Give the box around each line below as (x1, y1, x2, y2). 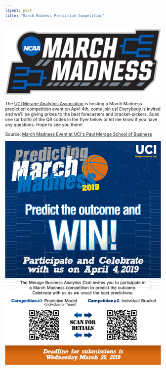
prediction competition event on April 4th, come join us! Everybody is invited (5, 106, 161, 112)
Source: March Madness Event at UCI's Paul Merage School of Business (5, 131, 152, 137)
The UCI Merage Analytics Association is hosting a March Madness (5, 101, 142, 107)
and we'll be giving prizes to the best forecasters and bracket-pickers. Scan (5, 111, 160, 117)
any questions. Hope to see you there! (5, 122, 83, 128)
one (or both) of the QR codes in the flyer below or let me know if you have (5, 117, 158, 123)
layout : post (5, 8, 32, 13)
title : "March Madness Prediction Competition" (5, 13, 105, 18)
